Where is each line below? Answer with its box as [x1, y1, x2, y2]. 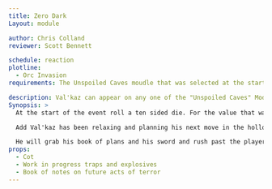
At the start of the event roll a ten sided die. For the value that [15, 109, 255, 117]
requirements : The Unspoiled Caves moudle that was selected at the [8, 79, 244, 87]
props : [8, 145, 31, 154]
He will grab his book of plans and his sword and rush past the [15, 138, 241, 146]
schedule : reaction [8, 56, 74, 65]
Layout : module [8, 19, 60, 28]
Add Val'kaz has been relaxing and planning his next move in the [15, 123, 244, 131]
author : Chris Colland [8, 34, 85, 42]
